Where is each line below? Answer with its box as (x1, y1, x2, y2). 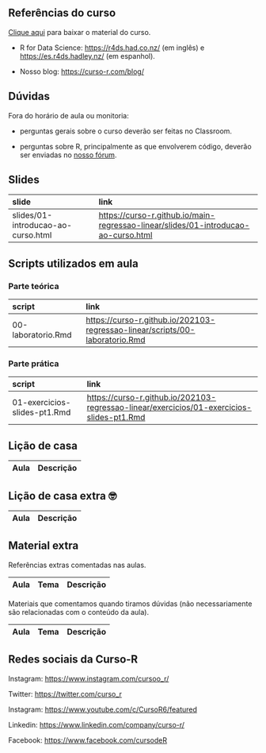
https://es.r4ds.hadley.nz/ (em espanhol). (19, 51, 156, 60)
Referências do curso (8, 6, 116, 20)
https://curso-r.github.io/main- (98, 210, 215, 221)
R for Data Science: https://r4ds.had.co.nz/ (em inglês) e (19, 43, 205, 52)
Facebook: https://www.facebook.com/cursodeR (8, 735, 168, 745)
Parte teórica (8, 280, 59, 292)
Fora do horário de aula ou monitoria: (8, 110, 129, 120)
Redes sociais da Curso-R (8, 653, 139, 666)
